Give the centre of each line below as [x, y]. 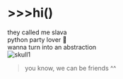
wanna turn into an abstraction [52, 47]
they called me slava [37, 32]
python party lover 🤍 [37, 39]
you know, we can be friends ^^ [70, 68]
